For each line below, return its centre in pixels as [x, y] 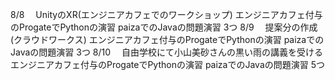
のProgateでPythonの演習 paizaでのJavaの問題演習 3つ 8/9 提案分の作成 [164, 27]
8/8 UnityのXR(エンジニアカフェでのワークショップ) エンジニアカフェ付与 [166, 14]
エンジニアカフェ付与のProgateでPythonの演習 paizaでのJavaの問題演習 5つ [168, 64]
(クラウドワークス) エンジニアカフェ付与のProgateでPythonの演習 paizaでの [167, 39]
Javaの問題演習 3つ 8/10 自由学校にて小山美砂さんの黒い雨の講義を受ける [166, 52]
